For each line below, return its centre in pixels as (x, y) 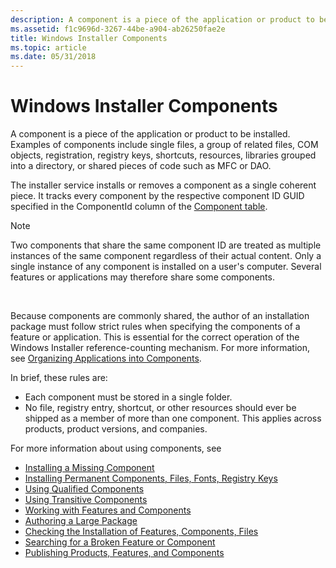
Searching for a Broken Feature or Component (120, 542)
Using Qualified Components (84, 489)
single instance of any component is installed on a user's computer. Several (166, 267)
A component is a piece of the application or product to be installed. (150, 134)
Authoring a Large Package (81, 521)
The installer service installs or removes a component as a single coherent (163, 185)
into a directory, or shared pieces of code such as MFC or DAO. (141, 166)
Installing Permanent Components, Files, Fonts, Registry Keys (151, 478)
